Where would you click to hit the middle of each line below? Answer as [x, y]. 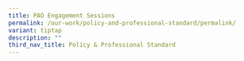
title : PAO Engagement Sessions [62, 15]
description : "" [35, 38]
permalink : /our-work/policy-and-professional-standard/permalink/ [122, 23]
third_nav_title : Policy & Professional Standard [92, 45]
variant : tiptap [35, 30]
